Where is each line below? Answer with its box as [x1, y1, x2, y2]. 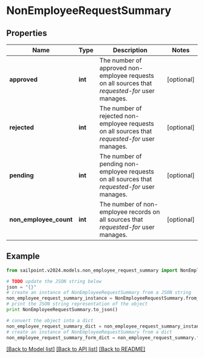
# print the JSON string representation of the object [6, 301, 148, 307]
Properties [6, 28, 47, 38]
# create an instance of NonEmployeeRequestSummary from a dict [6, 329, 172, 335]
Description [113, 46, 148, 54]
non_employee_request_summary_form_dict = [6, 334, 115, 341]
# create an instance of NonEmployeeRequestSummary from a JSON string [6, 290, 191, 296]
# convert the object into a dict [6, 317, 94, 323]
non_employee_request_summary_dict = [6, 323, 102, 329]
